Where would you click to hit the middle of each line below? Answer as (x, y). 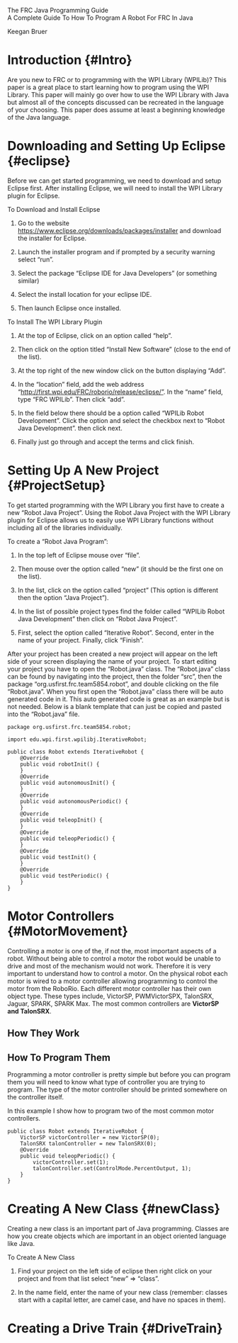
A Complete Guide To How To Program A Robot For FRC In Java (100, 18)
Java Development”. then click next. (70, 428)
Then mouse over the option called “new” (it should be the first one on (120, 569)
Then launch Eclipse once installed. (69, 308)
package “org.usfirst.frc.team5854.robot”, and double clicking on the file (113, 684)
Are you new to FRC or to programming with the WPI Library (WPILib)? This (117, 79)
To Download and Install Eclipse (54, 209)
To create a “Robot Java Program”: (58, 541)
